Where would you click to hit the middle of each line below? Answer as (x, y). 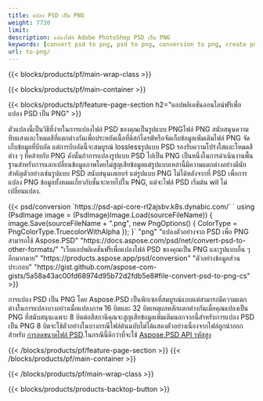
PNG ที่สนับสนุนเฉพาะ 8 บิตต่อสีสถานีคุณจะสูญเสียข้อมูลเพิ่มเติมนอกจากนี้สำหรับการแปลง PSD (131, 317)
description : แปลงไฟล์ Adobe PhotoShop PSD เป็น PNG (89, 37)
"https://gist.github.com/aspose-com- (95, 267)
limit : (19, 30)
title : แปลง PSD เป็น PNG (46, 15)
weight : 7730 (29, 23)
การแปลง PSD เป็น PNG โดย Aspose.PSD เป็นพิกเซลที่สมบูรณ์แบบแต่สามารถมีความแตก (128, 299)
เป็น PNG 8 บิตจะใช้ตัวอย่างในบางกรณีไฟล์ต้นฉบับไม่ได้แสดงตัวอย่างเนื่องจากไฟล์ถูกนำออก (126, 326)
